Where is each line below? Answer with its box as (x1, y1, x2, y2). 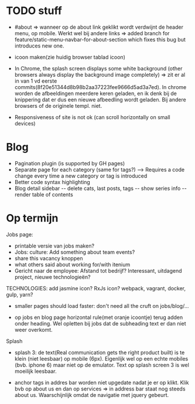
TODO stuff (6, 4, 63, 18)
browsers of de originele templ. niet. (14, 102, 102, 109)
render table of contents (14, 191, 73, 198)
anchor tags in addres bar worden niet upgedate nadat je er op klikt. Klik (14, 379, 189, 386)
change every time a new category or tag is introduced (14, 172, 148, 179)
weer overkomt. (14, 326, 53, 333)
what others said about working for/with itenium (14, 261, 131, 268)
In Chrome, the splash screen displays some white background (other (14, 64, 183, 72)
